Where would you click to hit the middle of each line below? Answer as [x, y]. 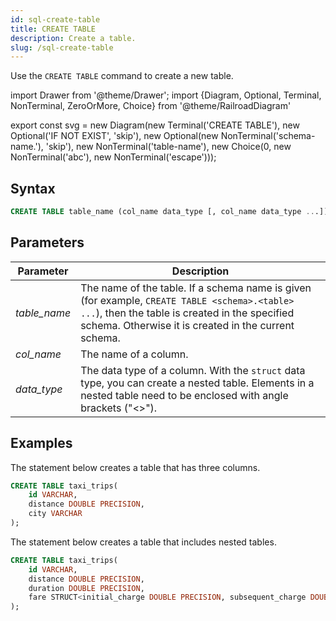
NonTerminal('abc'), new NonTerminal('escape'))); [113, 157]
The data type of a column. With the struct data [193, 370]
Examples [41, 443]
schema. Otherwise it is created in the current [187, 325]
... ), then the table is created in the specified [187, 313]
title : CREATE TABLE [53, 29]
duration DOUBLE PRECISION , [86, 588]
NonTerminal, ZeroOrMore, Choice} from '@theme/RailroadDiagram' [151, 106]
